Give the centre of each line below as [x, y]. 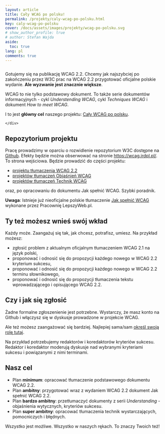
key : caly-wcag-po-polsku [32, 24]
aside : [12, 42]
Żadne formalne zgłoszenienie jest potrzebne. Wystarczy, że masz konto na [82, 312]
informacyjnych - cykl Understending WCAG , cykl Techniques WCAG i [76, 99]
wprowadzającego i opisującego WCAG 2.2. [57, 285]
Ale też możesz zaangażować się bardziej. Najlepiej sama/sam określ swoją [82, 327]
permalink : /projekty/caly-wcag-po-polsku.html [55, 19]
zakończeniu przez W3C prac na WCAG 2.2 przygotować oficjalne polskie [81, 79]
